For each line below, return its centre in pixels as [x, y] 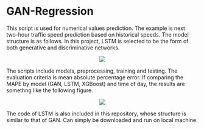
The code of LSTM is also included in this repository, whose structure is [97, 114]
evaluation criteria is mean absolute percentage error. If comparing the [95, 77]
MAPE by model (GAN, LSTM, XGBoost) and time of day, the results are [96, 84]
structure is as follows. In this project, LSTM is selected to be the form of [97, 41]
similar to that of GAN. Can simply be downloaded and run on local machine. [102, 120]
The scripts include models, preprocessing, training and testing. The [92, 71]
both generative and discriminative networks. [63, 48]
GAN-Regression [50, 11]
